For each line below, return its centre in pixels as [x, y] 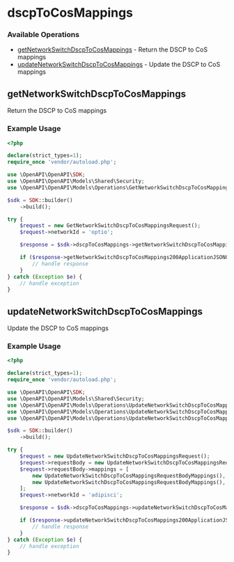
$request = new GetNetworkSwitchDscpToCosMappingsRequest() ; [110, 226]
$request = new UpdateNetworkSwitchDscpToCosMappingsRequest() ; [115, 456]
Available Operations [44, 35]
